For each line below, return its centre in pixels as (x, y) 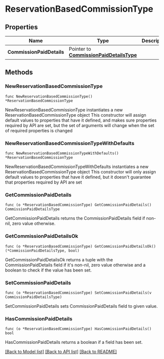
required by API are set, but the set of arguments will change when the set (80, 125)
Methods (19, 73)
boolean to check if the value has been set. (48, 270)
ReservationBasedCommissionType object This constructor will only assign (81, 171)
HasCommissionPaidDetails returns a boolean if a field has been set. (74, 342)
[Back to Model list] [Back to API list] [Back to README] (61, 352)
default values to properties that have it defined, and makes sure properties (81, 120)
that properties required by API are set (43, 182)
